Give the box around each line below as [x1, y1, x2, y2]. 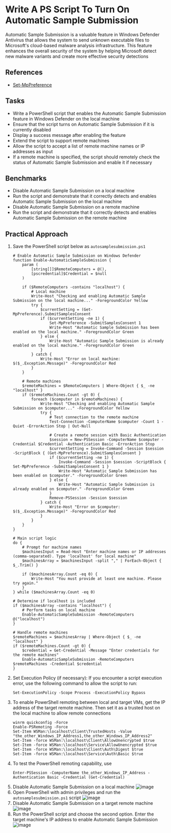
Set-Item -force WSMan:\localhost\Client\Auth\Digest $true [12, 747, 143, 752]
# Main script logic [12, 536, 57, 541]
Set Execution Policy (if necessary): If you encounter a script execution [12, 675, 162, 681]
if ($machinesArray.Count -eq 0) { [22, 572, 98, 577]
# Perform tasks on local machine [22, 607, 95, 613]
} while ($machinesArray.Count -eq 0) [12, 590, 95, 595]
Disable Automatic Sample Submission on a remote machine [12, 204, 139, 210]
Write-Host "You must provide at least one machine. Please [31, 576, 162, 581]
